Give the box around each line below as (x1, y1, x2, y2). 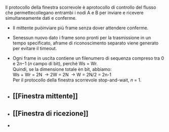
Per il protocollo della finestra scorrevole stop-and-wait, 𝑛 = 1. (12, 77, 142, 83)
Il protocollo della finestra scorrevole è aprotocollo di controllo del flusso (5, 5, 156, 10)
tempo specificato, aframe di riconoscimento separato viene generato (12, 40, 158, 46)
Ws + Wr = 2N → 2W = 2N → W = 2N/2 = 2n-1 (12, 72, 112, 77)
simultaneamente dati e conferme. (5, 15, 77, 21)
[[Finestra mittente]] (12, 92, 78, 101)
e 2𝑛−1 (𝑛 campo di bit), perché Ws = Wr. (12, 61, 98, 66)
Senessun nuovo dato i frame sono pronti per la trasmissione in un (12, 35, 151, 40)
